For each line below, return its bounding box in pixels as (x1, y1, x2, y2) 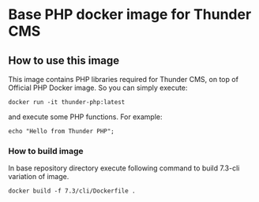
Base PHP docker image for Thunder (8, 6, 252, 24)
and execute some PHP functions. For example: (8, 112, 163, 122)
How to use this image (8, 54, 120, 67)
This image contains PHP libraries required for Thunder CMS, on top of (8, 75, 239, 84)
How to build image (8, 145, 84, 156)
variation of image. (8, 172, 69, 181)
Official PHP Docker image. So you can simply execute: (8, 83, 188, 92)
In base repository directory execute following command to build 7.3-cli (8, 163, 240, 173)
